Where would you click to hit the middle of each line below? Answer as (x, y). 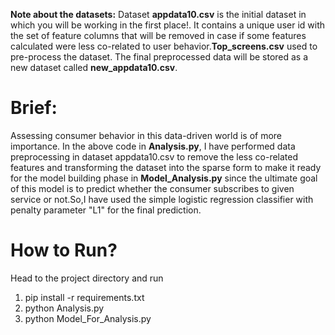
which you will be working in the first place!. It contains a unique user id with (168, 25)
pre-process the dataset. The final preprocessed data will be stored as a (159, 57)
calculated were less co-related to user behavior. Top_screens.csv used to (164, 46)
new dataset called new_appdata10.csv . (94, 67)
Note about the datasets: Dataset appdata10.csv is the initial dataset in (158, 14)
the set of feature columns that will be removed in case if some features (158, 35)
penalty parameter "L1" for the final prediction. (106, 210)
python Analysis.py (64, 308)
